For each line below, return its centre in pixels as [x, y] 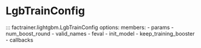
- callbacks [20, 40]
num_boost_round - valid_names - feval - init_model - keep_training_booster [100, 33]
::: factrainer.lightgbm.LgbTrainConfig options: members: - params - [90, 27]
